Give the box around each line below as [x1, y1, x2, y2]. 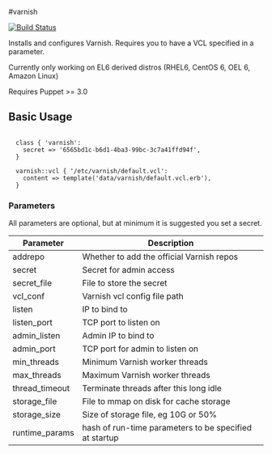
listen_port [12, 317, 53, 329]
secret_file [12, 278, 53, 289]
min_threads [12, 356, 59, 367]
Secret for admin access [82, 265, 176, 276]
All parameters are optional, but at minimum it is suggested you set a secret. [8, 219, 262, 228]
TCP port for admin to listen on [82, 343, 199, 354]
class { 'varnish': [15, 138, 82, 146]
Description [147, 238, 194, 249]
